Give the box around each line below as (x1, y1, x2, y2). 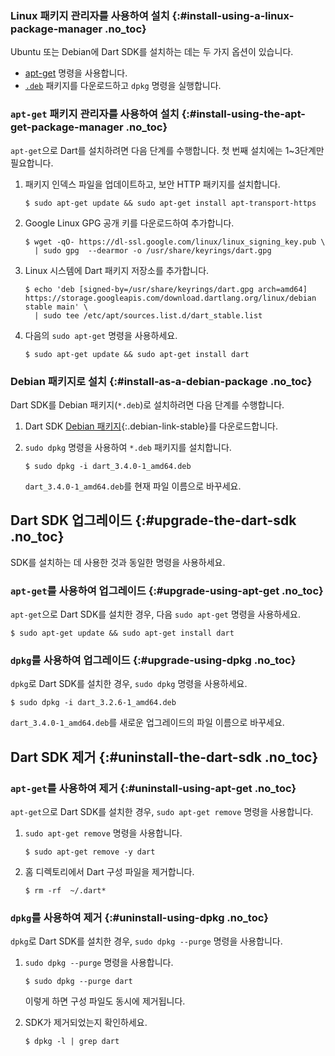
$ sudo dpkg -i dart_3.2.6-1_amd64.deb (10, 698, 177, 708)
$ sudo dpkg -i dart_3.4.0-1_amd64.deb (24, 461, 192, 471)
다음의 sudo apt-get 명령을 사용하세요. (24, 329, 178, 341)
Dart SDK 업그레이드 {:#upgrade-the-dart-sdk (10, 512, 297, 529)
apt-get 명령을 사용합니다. (24, 67, 128, 79)
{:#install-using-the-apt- (181, 107, 307, 121)
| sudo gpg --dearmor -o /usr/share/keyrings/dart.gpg (34, 245, 272, 256)
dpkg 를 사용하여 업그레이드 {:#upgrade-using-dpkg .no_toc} (10, 653, 297, 667)
